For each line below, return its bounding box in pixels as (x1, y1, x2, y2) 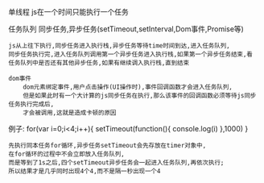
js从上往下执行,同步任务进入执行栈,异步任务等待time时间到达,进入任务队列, (8, 42, 231, 50)
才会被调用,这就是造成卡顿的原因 (23, 109, 117, 117)
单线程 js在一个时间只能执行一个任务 (8, 7, 129, 16)
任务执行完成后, (8, 100, 55, 108)
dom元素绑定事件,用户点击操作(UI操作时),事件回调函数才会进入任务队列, (23, 83, 233, 91)
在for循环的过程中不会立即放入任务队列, (8, 150, 125, 158)
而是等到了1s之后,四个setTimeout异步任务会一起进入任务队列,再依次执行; (8, 159, 225, 167)
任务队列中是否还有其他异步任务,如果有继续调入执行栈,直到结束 (8, 59, 190, 67)
